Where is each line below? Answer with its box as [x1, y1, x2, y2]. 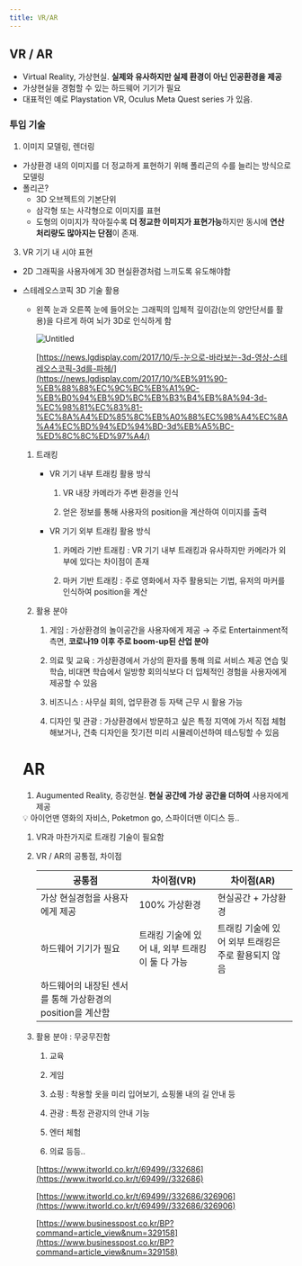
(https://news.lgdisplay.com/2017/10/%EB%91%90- [35, 373, 227, 383]
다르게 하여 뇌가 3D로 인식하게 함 [55, 315, 173, 326]
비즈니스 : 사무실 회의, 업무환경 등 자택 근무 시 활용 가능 [49, 696, 244, 707]
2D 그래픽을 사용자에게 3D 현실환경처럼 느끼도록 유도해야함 [22, 265, 231, 276]
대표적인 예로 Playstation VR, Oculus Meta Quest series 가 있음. [22, 94, 253, 104]
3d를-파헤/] [75, 363, 117, 373]
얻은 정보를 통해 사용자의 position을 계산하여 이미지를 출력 [62, 506, 268, 517]
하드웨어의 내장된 [40, 979, 110, 992]
